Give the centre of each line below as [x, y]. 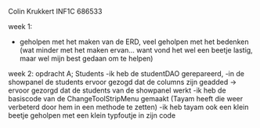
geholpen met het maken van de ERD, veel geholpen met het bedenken [134, 42]
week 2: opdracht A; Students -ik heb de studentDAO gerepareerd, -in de [126, 73]
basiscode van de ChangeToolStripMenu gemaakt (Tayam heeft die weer [126, 99]
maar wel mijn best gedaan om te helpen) [86, 59]
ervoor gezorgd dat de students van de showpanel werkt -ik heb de [117, 90]
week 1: [20, 26]
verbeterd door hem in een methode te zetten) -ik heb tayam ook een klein [128, 107]
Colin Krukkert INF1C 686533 [55, 11]
